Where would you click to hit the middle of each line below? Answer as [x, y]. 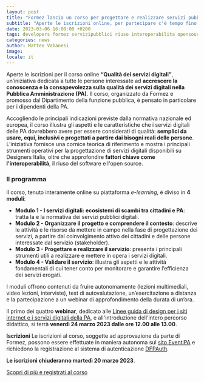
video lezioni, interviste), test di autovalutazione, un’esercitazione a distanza [101, 293]
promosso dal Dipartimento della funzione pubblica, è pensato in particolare [101, 100]
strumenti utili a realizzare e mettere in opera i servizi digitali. [91, 255]
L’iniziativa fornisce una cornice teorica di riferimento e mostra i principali [98, 144]
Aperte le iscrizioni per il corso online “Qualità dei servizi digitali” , [90, 74]
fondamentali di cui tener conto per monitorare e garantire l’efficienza [102, 268]
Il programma [26, 179]
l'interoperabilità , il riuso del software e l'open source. [75, 163]
